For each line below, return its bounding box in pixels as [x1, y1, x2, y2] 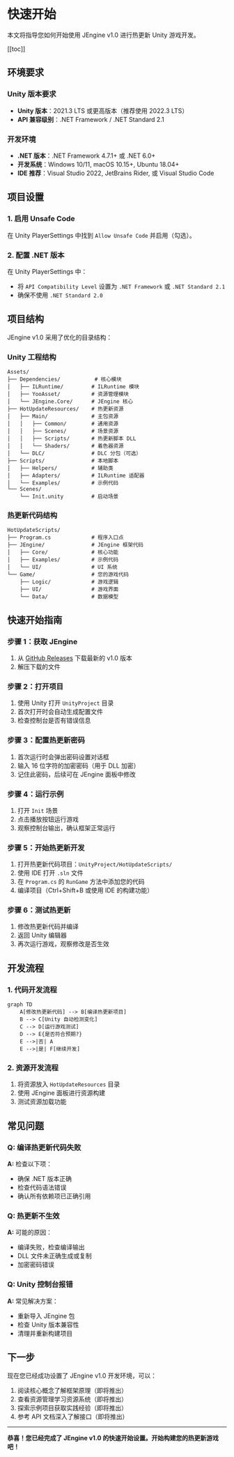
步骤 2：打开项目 [7, 681, 64, 691]
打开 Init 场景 [17, 806, 58, 814]
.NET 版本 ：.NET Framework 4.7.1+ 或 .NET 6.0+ [17, 151, 156, 160]
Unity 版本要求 [7, 89, 57, 99]
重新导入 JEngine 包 [17, 1311, 75, 1320]
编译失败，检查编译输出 [17, 1243, 85, 1251]
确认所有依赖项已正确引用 [17, 1192, 91, 1200]
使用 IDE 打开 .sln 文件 [17, 869, 84, 877]
